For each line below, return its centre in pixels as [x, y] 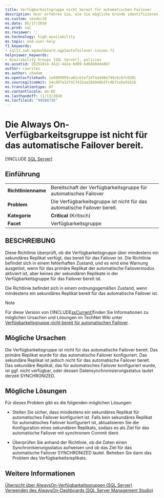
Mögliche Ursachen [35, 338]
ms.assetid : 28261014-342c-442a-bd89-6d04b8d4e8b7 [58, 64]
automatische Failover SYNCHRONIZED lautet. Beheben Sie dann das [82, 453]
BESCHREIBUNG [31, 241]
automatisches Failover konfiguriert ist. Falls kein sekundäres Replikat [82, 417]
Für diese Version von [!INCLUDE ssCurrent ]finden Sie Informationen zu [77, 312]
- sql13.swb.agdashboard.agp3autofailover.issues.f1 [60, 50]
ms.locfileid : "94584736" [31, 101]
